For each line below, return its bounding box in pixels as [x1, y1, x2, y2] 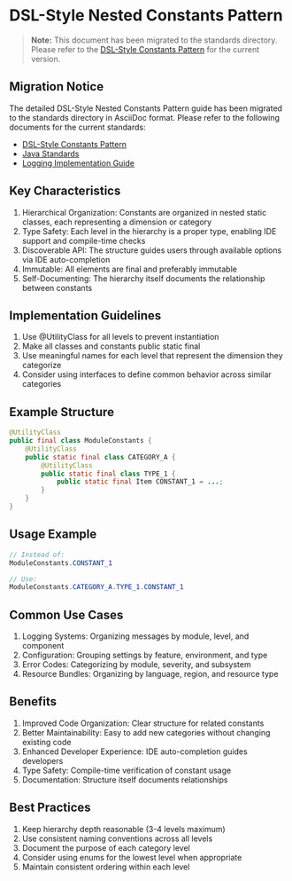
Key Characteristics [9, 184, 121, 199]
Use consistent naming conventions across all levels [21, 833, 213, 844]
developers [21, 755, 64, 766]
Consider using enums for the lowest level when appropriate [21, 852, 242, 862]
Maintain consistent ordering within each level [21, 861, 190, 872]
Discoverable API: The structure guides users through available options [21, 245, 282, 256]
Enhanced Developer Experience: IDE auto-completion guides [21, 746, 248, 757]
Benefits [9, 694, 58, 710]
